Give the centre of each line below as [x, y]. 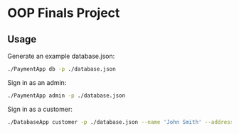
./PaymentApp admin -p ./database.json [67, 96]
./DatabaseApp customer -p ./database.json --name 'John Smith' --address [121, 122]
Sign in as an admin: [37, 82]
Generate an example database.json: [61, 56]
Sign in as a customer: [40, 109]
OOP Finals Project [64, 13]
